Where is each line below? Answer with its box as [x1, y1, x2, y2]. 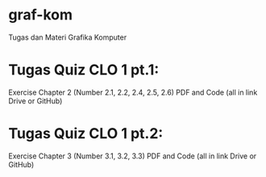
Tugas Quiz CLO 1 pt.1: [8, 61, 160, 79]
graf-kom [8, 6, 73, 24]
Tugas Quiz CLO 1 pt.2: [8, 124, 164, 143]
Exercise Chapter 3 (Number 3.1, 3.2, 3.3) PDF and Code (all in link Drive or [8, 151, 257, 161]
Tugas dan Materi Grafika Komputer [8, 32, 127, 42]
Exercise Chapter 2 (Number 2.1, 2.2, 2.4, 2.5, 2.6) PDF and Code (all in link [8, 87, 258, 97]
